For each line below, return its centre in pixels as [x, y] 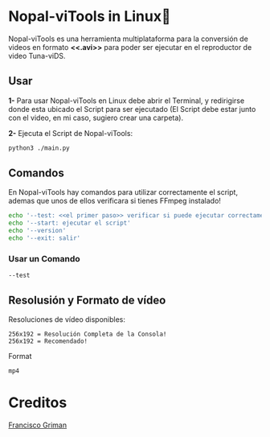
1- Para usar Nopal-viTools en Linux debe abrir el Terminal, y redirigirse [127, 101]
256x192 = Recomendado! [48, 341]
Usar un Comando [44, 258]
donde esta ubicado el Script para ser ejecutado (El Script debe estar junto [132, 109]
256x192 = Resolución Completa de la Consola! [88, 334]
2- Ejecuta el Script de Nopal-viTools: [71, 133]
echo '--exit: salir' [45, 238]
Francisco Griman [38, 425]
